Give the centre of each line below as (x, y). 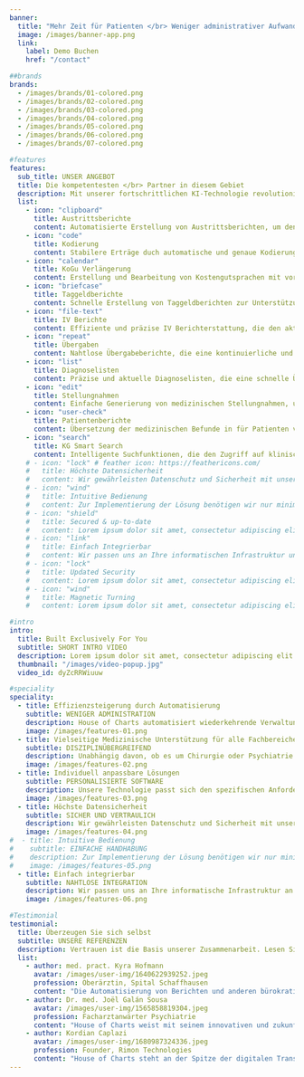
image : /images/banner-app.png (76, 34)
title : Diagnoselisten (76, 370)
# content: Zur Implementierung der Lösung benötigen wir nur (149, 505)
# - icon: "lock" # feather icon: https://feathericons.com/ (143, 462)
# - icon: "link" (58, 538)
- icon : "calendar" (62, 261)
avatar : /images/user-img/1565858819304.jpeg (120, 1008)
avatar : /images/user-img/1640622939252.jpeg (120, 975)
